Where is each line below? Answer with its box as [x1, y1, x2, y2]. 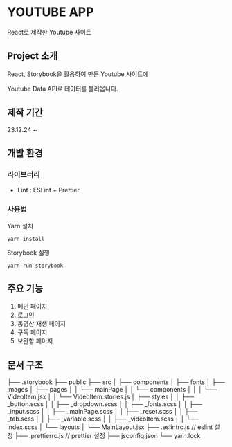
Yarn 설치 [7, 221, 33, 230]
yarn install [7, 235, 45, 242]
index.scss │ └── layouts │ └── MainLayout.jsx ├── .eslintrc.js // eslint [7, 423, 213, 431]
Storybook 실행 [7, 248, 50, 257]
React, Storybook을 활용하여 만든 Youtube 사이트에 [7, 70, 149, 78]
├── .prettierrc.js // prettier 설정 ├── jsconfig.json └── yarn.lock [14, 432, 201, 440]
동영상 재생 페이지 [17, 320, 66, 328]
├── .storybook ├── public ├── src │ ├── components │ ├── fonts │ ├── [7, 378, 225, 386]
